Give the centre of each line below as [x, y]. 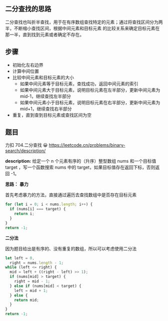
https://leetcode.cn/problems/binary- [87, 145]
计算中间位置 [25, 71]
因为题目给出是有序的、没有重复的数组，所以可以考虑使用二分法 [71, 248]
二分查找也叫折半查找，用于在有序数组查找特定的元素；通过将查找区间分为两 [84, 22]
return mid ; [26, 300]
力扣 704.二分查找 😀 [26, 145]
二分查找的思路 [28, 9]
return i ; [24, 214]
